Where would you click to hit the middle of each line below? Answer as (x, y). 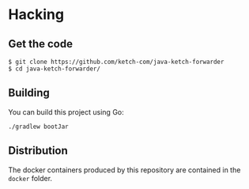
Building (29, 93)
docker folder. (30, 178)
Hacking (36, 15)
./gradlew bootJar (38, 127)
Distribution (38, 151)
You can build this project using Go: (66, 112)
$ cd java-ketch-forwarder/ (55, 69)
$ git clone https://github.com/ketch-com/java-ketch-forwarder (116, 62)
